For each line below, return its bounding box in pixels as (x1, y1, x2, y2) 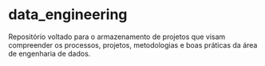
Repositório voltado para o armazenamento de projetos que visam (8, 32, 226, 41)
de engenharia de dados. (8, 49, 91, 58)
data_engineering (8, 6, 128, 24)
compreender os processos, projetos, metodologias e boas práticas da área (8, 40, 258, 49)
